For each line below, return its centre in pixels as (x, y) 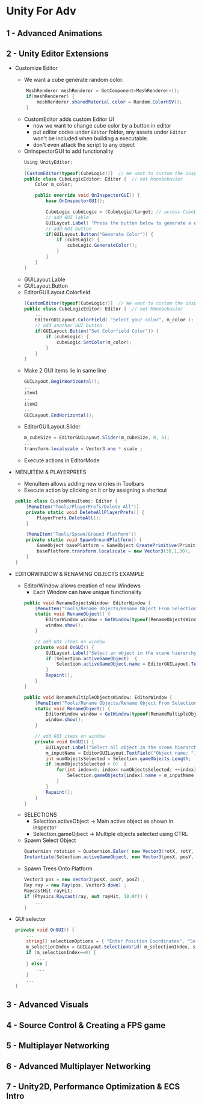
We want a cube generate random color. (74, 80)
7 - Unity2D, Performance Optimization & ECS (93, 1087)
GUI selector (30, 919)
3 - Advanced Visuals (47, 1005)
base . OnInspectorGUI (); (75, 201)
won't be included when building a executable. (90, 138)
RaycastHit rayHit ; (48, 891)
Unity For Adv (41, 11)
